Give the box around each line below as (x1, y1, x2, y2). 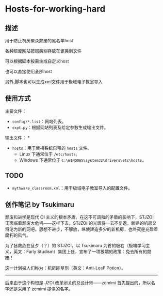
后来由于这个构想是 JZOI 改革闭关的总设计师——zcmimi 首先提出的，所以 (5, 280, 151, 286)
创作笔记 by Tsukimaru (5, 201, 74, 209)
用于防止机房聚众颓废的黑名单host (5, 38, 74, 43)
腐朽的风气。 (5, 233, 31, 238)
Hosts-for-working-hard (5, 3, 106, 15)
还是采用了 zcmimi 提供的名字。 (9, 286, 73, 292)
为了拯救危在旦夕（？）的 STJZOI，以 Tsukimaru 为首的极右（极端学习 (5, 243, 146, 249)
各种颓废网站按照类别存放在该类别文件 (5, 48, 81, 54)
